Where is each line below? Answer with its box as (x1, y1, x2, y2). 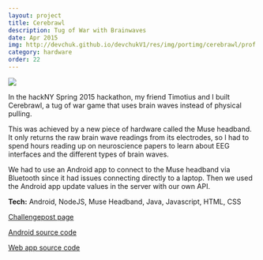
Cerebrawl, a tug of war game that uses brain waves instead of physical (8, 100, 242, 110)
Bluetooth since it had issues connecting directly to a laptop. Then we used (8, 173, 253, 183)
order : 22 (8, 56, 41, 64)
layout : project (8, 11, 62, 20)
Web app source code (8, 243, 81, 252)
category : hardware (8, 48, 73, 56)
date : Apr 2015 (8, 33, 58, 42)
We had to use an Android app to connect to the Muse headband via (8, 164, 231, 174)
